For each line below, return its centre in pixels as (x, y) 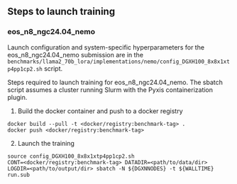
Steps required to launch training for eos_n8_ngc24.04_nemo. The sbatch (115, 82)
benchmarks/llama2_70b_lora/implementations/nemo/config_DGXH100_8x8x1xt (119, 62)
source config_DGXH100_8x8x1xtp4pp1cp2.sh (71, 156)
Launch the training (46, 143)
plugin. (17, 97)
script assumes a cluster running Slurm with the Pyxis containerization (110, 90)
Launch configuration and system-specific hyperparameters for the (106, 47)
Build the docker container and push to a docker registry (100, 111)
